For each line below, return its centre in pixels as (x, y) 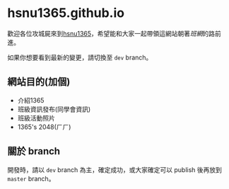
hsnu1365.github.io (66, 13)
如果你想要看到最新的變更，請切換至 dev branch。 (80, 57)
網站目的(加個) (39, 82)
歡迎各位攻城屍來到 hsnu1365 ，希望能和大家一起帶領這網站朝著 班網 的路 (111, 33)
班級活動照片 (36, 118)
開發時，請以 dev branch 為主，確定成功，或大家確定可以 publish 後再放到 (115, 170)
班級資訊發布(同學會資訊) (54, 109)
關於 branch (34, 151)
